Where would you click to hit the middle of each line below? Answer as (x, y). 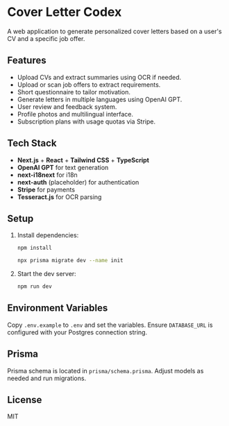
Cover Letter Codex (65, 12)
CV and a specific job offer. (46, 38)
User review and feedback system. (67, 106)
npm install (34, 248)
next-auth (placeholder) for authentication (78, 182)
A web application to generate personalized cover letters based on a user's (114, 31)
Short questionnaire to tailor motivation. (74, 92)
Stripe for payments (46, 189)
